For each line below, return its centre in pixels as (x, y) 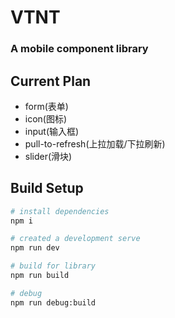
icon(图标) (46, 118)
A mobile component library (79, 49)
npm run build (40, 276)
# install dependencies (60, 211)
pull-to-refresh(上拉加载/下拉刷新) (95, 143)
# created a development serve (75, 239)
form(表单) (46, 106)
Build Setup (47, 188)
